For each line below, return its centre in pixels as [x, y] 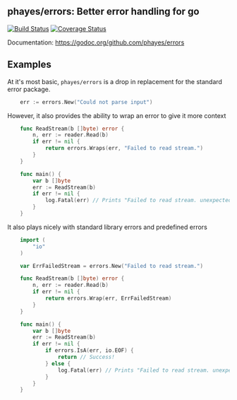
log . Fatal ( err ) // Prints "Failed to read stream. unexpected [138, 201]
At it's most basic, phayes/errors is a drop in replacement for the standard [115, 81]
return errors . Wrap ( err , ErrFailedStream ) [108, 298]
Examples [29, 65]
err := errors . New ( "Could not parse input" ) [86, 102]
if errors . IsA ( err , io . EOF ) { [89, 351]
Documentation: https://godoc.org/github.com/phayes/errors [96, 42]
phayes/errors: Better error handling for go [103, 12]
